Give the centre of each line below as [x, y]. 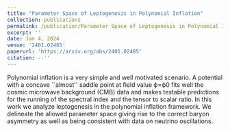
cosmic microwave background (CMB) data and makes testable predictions [113, 92]
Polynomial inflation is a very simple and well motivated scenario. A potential [115, 77]
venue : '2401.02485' [37, 45]
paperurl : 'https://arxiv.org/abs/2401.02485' [75, 52]
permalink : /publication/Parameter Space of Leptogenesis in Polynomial [113, 26]
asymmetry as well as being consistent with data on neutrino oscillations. [110, 121]
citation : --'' [29, 58]
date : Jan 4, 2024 [33, 39]
